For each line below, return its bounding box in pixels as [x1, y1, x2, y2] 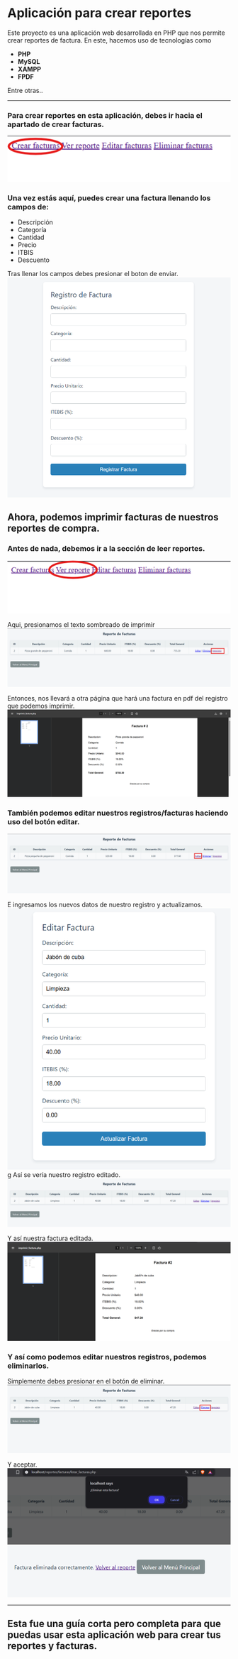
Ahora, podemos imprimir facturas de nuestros [7, 511, 219, 523]
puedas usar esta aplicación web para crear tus [7, 1629, 222, 1641]
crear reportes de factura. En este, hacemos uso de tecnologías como [7, 35, 212, 44]
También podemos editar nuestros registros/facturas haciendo [7, 808, 229, 818]
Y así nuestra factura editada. [7, 1234, 93, 1242]
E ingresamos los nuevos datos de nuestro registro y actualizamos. [7, 900, 203, 909]
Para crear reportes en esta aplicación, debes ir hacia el [7, 110, 203, 120]
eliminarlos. [7, 1361, 50, 1371]
